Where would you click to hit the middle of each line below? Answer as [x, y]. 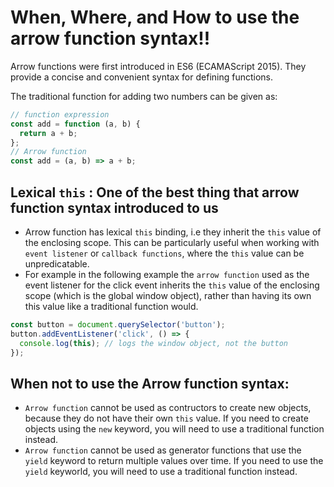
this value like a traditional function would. [111, 306]
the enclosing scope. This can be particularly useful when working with [172, 242]
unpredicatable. [57, 264]
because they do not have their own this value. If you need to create [166, 418]
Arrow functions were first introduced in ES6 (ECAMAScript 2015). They [158, 66]
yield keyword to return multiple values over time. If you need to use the [174, 461]
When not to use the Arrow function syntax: [150, 383]
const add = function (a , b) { [75, 124]
